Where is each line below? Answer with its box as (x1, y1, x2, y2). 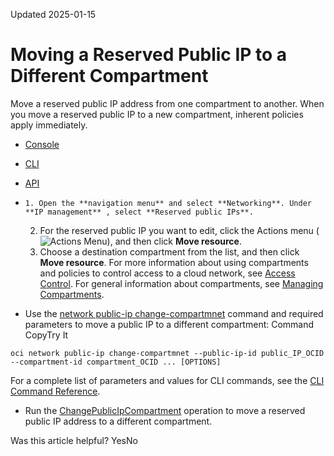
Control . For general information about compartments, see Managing (39, 277, 324, 289)
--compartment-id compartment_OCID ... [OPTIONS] (10, 357, 222, 367)
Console (24, 138, 60, 150)
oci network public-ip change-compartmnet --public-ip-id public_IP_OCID (10, 348, 325, 358)
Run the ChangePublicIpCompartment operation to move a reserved (24, 404, 306, 416)
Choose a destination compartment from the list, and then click (39, 245, 300, 258)
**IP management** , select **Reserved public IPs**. (24, 207, 254, 217)
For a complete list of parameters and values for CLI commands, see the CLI (10, 374, 325, 386)
